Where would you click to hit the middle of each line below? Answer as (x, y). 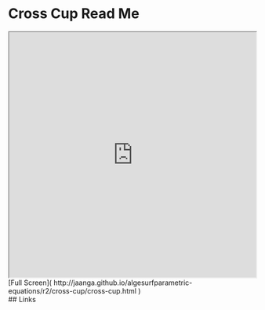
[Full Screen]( (30, 283)
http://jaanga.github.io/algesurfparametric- (123, 283)
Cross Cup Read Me (74, 14)
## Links (22, 299)
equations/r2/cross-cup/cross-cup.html (73, 290)
